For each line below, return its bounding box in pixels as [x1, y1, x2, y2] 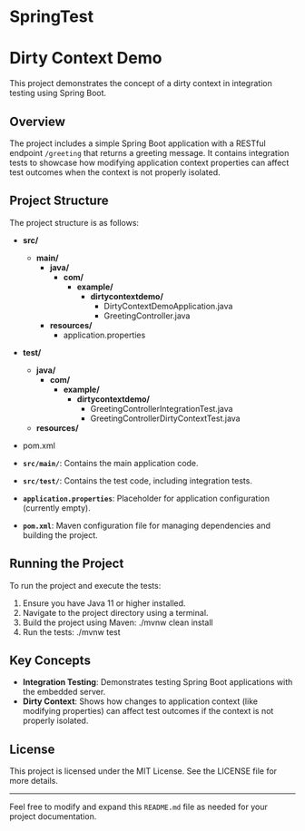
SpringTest [9, 6, 93, 27]
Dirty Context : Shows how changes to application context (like [22, 696, 259, 707]
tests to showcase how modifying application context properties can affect [9, 157, 290, 168]
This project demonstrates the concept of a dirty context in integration [9, 78, 272, 89]
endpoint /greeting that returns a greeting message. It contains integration [9, 147, 290, 158]
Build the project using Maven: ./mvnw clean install [22, 617, 213, 628]
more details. [9, 776, 59, 787]
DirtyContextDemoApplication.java [103, 300, 233, 311]
